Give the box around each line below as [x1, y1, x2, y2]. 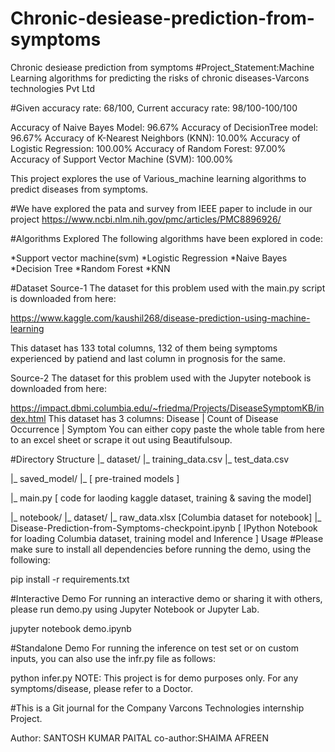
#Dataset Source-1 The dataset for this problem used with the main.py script [10, 282, 326, 294]
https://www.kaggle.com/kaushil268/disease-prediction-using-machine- [10, 312, 311, 324]
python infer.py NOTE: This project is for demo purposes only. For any [10, 672, 299, 684]
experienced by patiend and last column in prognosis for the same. [10, 352, 287, 364]
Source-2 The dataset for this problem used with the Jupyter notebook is [10, 372, 312, 384]
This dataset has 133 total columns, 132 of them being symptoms [10, 342, 278, 354]
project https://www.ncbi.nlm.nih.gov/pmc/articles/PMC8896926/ [10, 213, 282, 225]
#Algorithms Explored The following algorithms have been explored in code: [10, 232, 323, 244]
